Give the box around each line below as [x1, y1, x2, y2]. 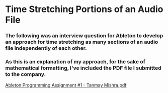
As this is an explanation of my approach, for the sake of [5, 58, 146, 65]
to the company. [5, 71, 46, 78]
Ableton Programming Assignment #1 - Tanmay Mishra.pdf [5, 82, 127, 88]
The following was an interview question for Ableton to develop [5, 32, 163, 39]
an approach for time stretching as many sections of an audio [5, 39, 158, 46]
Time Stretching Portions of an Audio [5, 4, 163, 15]
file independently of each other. [5, 45, 87, 52]
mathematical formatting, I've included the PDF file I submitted [5, 64, 162, 71]
